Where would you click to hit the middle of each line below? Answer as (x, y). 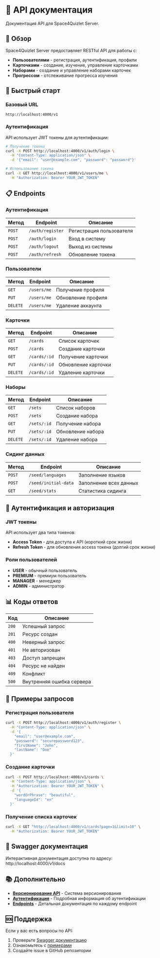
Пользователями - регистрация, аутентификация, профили (75, 60)
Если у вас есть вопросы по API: (39, 931)
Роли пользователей (31, 560)
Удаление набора (77, 440)
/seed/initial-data (51, 483)
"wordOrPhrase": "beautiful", (45, 795)
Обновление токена (92, 254)
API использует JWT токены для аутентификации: (57, 137)
